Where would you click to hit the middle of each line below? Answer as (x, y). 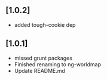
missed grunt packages (43, 58)
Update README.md (39, 70)
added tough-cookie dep (45, 24)
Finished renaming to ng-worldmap (58, 64)
